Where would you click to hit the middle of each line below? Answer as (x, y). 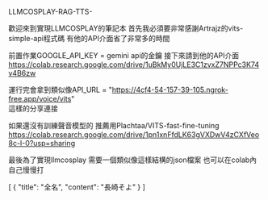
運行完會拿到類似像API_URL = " (61, 90)
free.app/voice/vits (40, 99)
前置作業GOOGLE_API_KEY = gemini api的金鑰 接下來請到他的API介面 (124, 55)
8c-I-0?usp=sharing (42, 143)
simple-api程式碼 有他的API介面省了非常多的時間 (89, 38)
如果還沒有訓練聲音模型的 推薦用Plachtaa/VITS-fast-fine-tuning (114, 125)
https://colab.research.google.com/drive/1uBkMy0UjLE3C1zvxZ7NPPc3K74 (134, 65)
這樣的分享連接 (33, 108)
